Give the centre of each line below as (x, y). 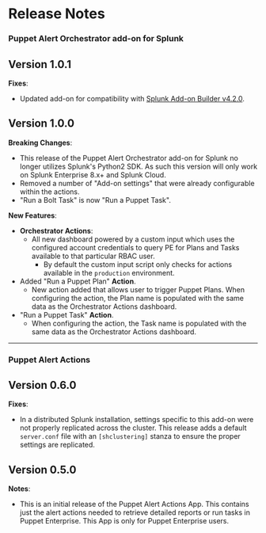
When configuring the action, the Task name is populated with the (139, 323)
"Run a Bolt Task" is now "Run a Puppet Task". (95, 200)
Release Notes (57, 14)
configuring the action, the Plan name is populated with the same (137, 298)
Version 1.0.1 (40, 64)
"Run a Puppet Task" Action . (66, 314)
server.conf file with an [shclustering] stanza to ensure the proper (130, 436)
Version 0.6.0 (42, 385)
